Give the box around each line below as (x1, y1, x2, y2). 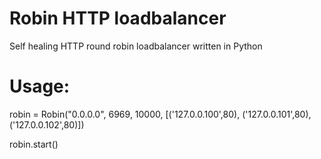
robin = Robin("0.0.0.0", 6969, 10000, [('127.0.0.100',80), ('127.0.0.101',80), (9, 108, 312, 120)
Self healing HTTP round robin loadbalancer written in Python (9, 40, 263, 52)
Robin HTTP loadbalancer (9, 7, 227, 30)
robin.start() (9, 138, 59, 150)
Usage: (9, 75, 71, 98)
